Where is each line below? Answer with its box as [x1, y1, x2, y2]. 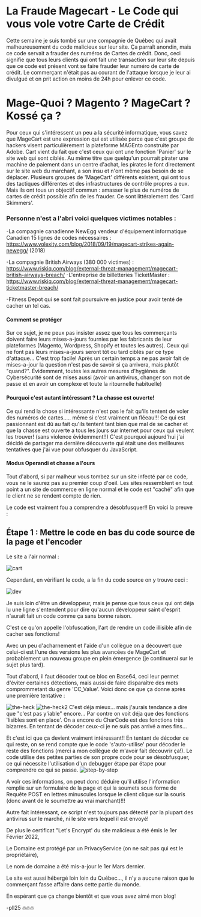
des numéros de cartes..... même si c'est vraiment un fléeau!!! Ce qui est [6, 413, 186, 421]
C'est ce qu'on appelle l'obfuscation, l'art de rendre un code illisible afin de [6, 624, 192, 631]
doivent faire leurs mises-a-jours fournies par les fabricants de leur [6, 335, 172, 343]
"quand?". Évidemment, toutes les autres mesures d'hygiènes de [6, 368, 166, 375]
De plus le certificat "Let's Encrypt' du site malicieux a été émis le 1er [6, 826, 177, 833]
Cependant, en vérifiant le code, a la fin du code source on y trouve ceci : [6, 576, 188, 583]
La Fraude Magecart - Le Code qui [6, 4, 179, 18]
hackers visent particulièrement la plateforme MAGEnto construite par [6, 141, 179, 148]
